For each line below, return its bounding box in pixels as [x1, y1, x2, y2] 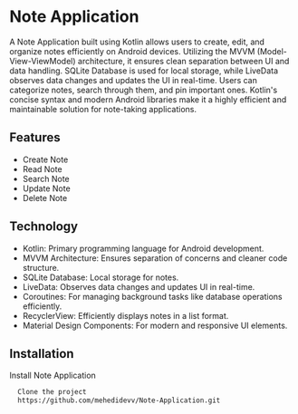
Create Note [22, 154, 69, 165]
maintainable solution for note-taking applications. [9, 103, 197, 114]
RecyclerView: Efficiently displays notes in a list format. [22, 310, 229, 321]
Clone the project [17, 388, 88, 397]
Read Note [22, 163, 62, 174]
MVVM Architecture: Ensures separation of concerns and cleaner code [22, 252, 288, 264]
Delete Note [22, 192, 68, 203]
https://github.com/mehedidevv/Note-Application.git [17, 396, 221, 405]
